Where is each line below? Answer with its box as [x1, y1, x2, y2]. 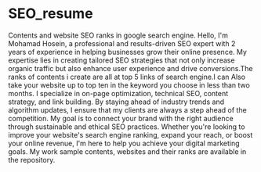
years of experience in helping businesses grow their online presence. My [8, 47, 247, 56]
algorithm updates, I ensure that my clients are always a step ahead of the [8, 105, 247, 114]
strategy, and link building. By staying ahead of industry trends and [8, 97, 225, 106]
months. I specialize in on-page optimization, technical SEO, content [8, 88, 229, 98]
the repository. [8, 155, 56, 164]
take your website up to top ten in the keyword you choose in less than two [8, 80, 251, 90]
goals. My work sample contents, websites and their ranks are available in [8, 146, 247, 156]
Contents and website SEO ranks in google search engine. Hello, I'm [8, 30, 229, 40]
